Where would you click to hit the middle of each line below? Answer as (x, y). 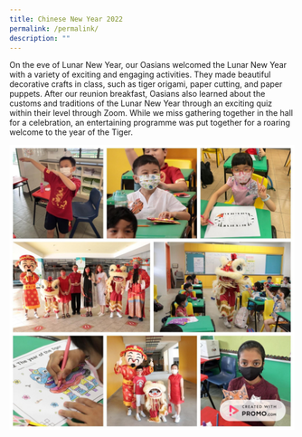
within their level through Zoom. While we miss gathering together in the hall (151, 113)
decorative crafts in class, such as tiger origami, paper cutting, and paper (146, 84)
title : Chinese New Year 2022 (66, 19)
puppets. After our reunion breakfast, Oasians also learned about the (137, 94)
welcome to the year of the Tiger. (71, 132)
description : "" (40, 38)
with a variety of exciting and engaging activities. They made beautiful (140, 75)
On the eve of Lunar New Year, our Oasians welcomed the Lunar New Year (148, 65)
